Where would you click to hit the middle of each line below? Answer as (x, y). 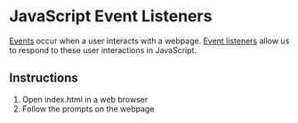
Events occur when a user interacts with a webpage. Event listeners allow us (149, 41)
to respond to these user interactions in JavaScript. (103, 50)
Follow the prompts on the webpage (88, 109)
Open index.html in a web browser (85, 99)
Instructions (44, 78)
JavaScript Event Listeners (111, 16)
